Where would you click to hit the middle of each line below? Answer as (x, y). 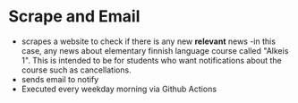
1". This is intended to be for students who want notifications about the (152, 60)
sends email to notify (60, 79)
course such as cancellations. (76, 70)
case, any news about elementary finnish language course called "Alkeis (155, 50)
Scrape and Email (74, 17)
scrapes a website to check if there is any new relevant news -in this (149, 41)
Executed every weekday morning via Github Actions (119, 89)
